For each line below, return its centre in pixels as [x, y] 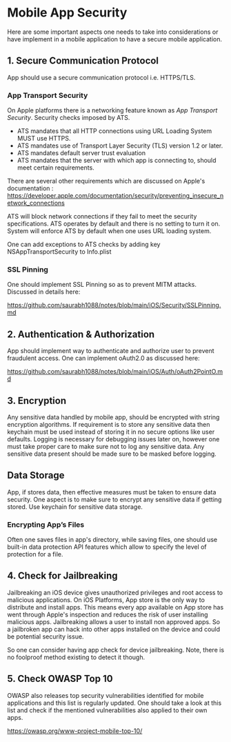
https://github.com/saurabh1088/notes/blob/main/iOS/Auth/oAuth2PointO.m [115, 372]
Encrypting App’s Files [46, 524]
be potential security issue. [46, 636]
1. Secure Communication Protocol [83, 61]
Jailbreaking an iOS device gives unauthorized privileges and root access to [115, 592]
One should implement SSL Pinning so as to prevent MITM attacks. [102, 285]
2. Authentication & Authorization [81, 334]
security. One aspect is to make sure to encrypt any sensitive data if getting [114, 499]
